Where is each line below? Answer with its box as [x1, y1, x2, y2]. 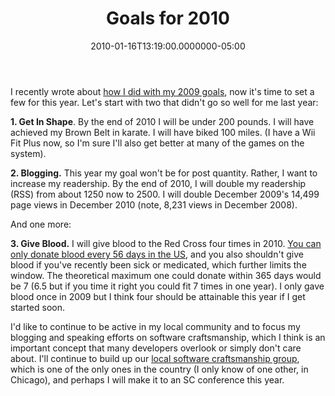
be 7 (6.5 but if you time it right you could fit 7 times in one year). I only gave [10, 280, 325, 292]
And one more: [10, 218, 72, 230]
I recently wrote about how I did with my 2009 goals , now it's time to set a [10, 85, 315, 97]
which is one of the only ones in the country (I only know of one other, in [10, 363, 309, 375]
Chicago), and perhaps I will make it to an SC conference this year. [10, 373, 285, 386]
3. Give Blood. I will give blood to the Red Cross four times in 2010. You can [10, 237, 322, 249]
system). [10, 147, 47, 159]
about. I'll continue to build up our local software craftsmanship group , [10, 352, 300, 364]
